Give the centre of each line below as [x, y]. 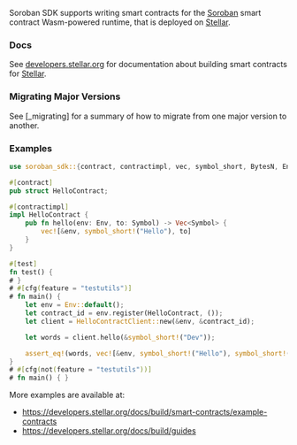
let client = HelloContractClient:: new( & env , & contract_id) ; [140, 321]
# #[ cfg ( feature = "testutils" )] [71, 288]
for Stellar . [28, 73]
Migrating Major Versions [65, 96]
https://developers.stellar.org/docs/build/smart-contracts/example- [145, 412]
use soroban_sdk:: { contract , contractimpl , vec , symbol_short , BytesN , [144, 166]
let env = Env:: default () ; [75, 305]
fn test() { [31, 272]
